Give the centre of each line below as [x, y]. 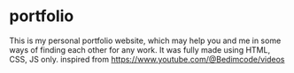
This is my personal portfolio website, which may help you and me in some [145, 40]
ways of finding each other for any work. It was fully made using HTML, [140, 49]
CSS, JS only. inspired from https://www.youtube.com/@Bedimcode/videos [147, 59]
